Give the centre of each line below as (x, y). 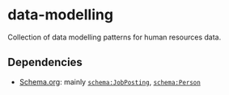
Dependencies (45, 62)
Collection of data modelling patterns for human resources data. (114, 37)
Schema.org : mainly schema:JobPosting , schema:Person (110, 81)
